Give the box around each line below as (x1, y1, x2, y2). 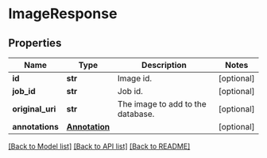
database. (118, 108, 155, 119)
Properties (8, 36, 62, 50)
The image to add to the (118, 99, 207, 109)
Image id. (118, 73, 153, 84)
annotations (12, 122, 60, 132)
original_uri (12, 103, 56, 115)
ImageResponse (8, 5, 118, 23)
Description (141, 60, 187, 70)
